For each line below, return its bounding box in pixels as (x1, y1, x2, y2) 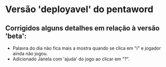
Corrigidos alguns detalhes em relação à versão (5, 24, 160, 32)
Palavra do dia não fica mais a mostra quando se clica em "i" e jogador (12, 45, 161, 51)
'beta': (5, 31, 27, 40)
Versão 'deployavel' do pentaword (5, 4, 154, 15)
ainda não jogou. (12, 51, 48, 56)
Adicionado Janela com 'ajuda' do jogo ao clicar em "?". (12, 56, 130, 62)
